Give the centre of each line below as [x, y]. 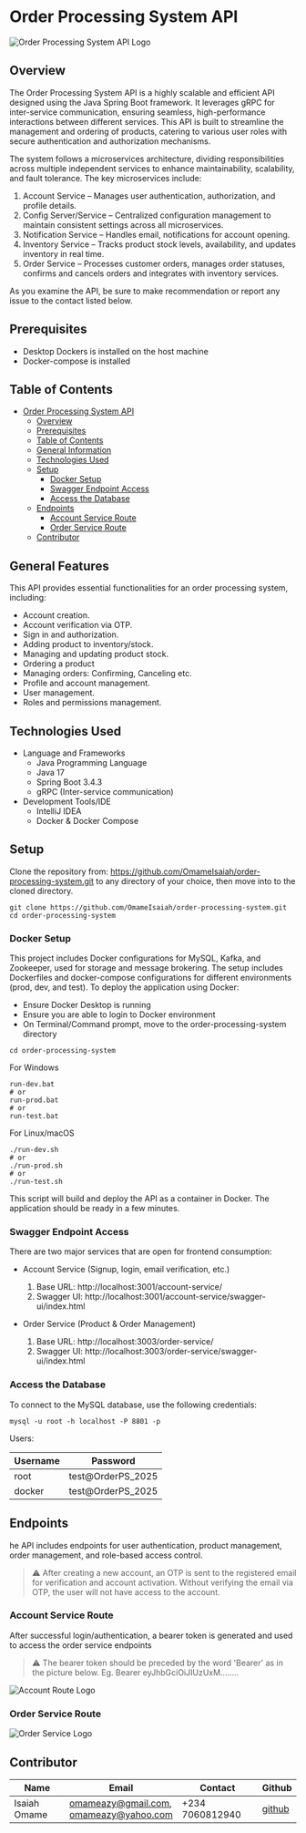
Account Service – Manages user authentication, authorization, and [149, 196]
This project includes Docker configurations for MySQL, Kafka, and [135, 958]
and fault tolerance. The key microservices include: [106, 178]
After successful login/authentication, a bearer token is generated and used [151, 1635]
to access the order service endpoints [81, 1645]
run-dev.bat [32, 1085]
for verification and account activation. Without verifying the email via [163, 1582]
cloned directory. [41, 891]
